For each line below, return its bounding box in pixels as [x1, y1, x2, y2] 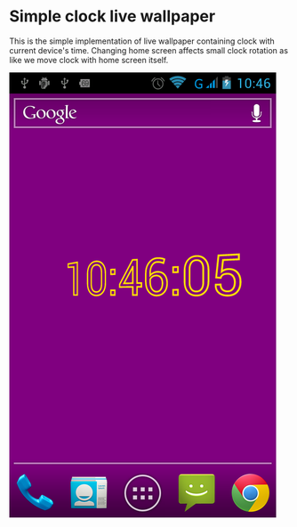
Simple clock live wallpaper [9, 6, 216, 27]
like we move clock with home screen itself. [9, 54, 169, 65]
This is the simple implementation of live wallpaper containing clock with [9, 36, 276, 46]
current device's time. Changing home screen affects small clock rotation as [9, 45, 289, 55]
